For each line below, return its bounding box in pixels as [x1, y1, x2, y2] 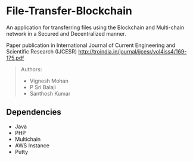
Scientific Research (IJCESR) [6, 48, 77, 55]
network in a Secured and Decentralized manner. [6, 30, 126, 37]
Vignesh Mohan [29, 77, 69, 84]
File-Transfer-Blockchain [6, 4, 132, 18]
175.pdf [6, 54, 24, 61]
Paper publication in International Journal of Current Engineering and [6, 42, 176, 49]
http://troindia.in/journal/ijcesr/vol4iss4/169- [78, 48, 187, 55]
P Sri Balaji [29, 83, 57, 90]
